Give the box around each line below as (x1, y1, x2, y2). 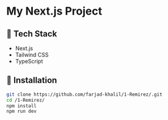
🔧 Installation (6, 75, 57, 86)
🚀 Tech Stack (6, 29, 57, 39)
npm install (6, 102, 37, 109)
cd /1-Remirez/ (6, 97, 45, 103)
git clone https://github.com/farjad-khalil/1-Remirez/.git (6, 91, 163, 97)
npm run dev (6, 108, 37, 115)
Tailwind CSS (15, 51, 49, 58)
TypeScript (15, 58, 43, 65)
